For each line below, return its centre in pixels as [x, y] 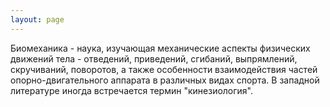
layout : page [37, 19]
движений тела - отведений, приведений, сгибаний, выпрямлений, [154, 58]
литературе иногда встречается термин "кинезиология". [132, 90]
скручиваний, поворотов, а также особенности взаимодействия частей [164, 69]
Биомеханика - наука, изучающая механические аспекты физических [160, 48]
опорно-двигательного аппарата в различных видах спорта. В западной [165, 80]
